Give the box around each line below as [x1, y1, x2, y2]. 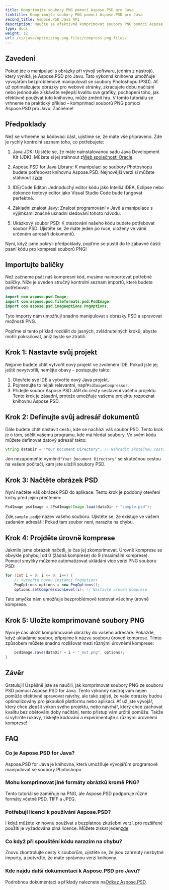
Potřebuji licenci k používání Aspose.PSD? [5, 808, 111, 815]
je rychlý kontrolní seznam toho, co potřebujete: [5, 138, 105, 145]
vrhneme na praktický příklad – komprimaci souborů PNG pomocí [5, 100, 141, 106]
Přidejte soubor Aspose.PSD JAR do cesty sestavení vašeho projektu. [12, 387, 157, 393]
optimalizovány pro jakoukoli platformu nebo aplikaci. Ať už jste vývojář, [5, 698, 153, 704]
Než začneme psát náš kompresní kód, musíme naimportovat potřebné [5, 274, 152, 280]
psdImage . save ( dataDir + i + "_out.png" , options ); [14, 650, 125, 655]
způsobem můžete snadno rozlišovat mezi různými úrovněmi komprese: [5, 640, 154, 646]
